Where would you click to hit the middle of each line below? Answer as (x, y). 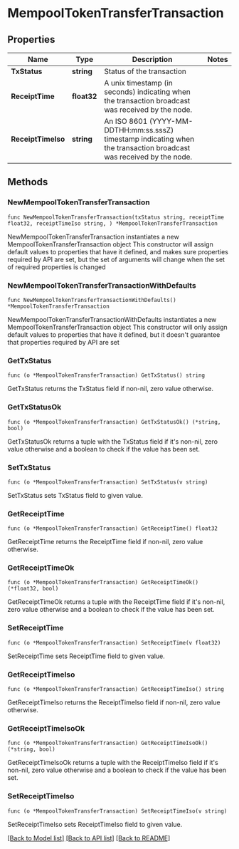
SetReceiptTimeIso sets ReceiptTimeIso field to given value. (95, 824)
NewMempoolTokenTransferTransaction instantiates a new (93, 236)
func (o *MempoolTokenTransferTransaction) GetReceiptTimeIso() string (116, 689)
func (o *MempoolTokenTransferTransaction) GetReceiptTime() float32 (113, 528)
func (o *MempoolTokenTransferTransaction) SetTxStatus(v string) (108, 482)
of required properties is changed (57, 267)
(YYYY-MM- (171, 121)
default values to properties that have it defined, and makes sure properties (118, 251)
